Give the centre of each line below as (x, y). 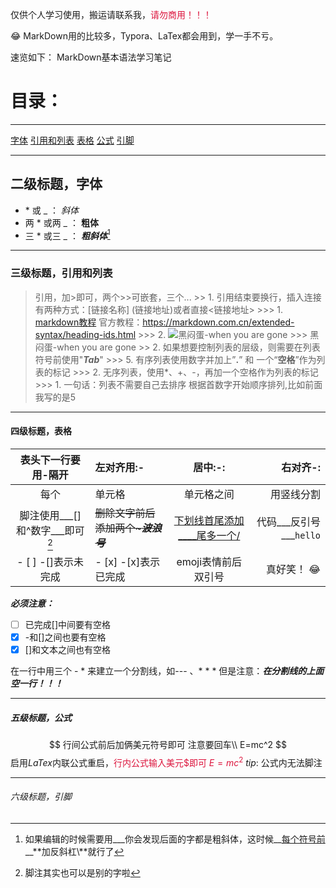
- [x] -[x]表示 (127, 561)
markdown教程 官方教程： (88, 322)
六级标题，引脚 (41, 797)
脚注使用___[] (50, 515)
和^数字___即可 (50, 530)
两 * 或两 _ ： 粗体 (61, 222)
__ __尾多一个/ (209, 535)
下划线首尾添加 (209, 520)
